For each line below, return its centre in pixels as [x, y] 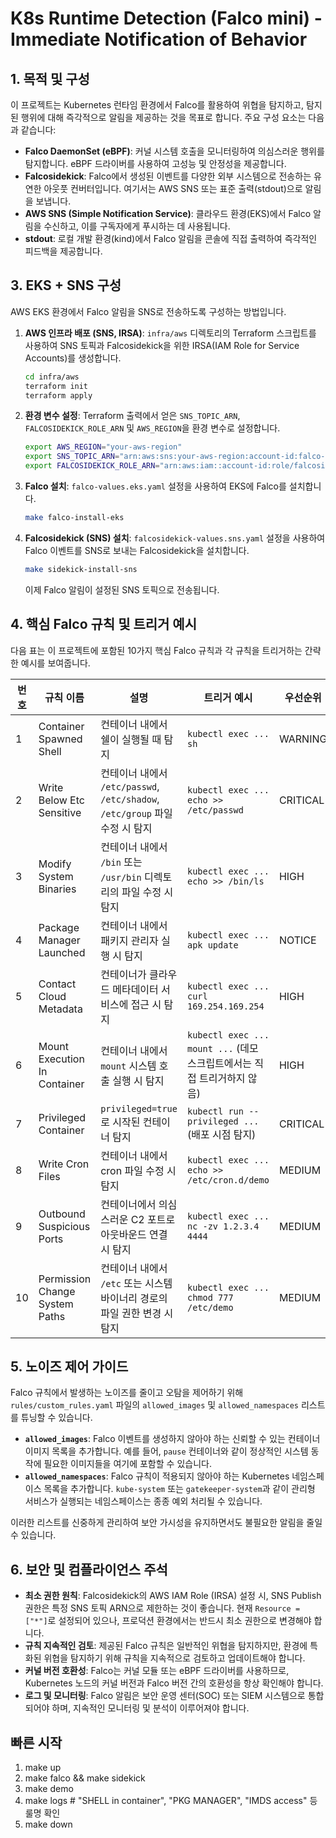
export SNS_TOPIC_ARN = [72, 457]
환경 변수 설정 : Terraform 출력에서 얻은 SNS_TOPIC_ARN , [132, 416]
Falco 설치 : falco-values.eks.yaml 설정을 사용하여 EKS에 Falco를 [155, 486]
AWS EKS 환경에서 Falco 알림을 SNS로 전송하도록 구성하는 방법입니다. [148, 311]
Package [59, 927]
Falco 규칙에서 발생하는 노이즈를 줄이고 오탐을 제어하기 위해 [127, 1393]
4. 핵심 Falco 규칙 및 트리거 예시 [103, 624]
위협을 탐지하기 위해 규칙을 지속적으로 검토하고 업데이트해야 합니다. [174, 1658]
